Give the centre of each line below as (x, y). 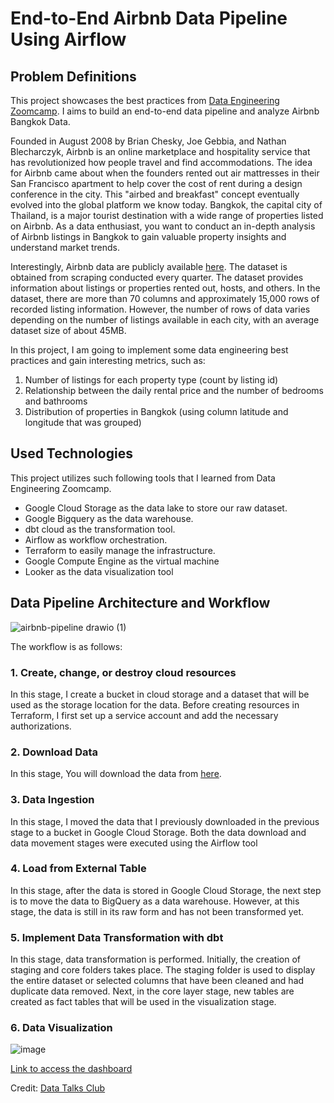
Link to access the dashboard (71, 1069)
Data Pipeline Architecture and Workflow (140, 603)
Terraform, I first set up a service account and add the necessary (144, 715)
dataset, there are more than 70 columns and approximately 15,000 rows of (165, 298)
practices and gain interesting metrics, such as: (108, 360)
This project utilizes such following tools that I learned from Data (143, 478)
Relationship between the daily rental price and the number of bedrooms (174, 390)
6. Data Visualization (61, 1028)
